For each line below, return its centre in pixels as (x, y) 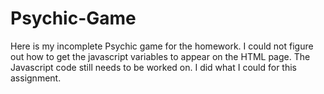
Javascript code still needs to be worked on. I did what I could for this (154, 67)
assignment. (36, 78)
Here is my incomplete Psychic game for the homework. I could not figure (162, 46)
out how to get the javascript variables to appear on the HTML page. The (160, 56)
